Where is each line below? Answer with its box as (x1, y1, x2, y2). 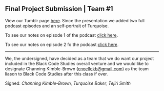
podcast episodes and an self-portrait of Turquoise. (5, 23, 109, 29)
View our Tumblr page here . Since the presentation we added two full (5, 17, 145, 23)
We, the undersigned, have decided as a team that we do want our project (5, 55, 154, 61)
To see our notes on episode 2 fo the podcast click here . (5, 42, 119, 47)
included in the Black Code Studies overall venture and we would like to (5, 61, 149, 66)
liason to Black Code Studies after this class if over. (5, 71, 108, 76)
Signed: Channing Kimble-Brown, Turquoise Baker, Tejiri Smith (5, 80, 131, 86)
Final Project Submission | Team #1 (5, 5, 113, 13)
